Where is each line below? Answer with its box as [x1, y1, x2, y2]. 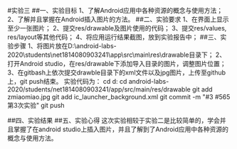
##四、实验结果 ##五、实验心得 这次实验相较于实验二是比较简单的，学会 [7, 116, 221, 124]
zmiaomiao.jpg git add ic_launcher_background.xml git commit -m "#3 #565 [7, 93, 231, 101]
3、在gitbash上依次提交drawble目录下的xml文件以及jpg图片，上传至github [7, 68, 226, 77]
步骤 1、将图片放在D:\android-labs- [13, 42, 117, 50]
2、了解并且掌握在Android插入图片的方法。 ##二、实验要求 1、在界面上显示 [7, 15, 229, 23]
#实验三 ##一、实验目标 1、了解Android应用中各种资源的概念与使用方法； [7, 6, 223, 14]
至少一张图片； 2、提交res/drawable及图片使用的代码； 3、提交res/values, [7, 24, 227, 32]
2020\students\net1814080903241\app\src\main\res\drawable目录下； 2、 [7, 50, 226, 59]
